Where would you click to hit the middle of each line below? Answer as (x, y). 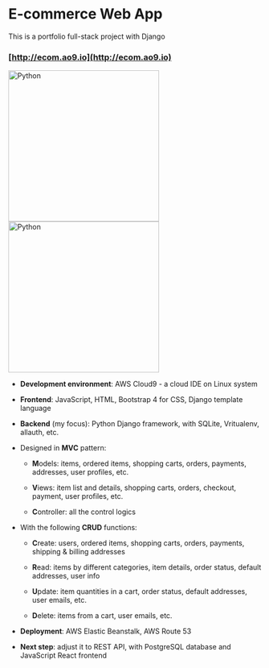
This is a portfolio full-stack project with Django (87, 36)
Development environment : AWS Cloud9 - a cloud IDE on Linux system (139, 384)
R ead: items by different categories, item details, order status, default (147, 567)
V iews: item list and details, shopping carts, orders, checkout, (134, 488)
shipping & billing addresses (79, 552)
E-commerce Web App (86, 14)
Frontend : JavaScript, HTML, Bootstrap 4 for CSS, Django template (131, 400)
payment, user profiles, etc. (77, 496)
